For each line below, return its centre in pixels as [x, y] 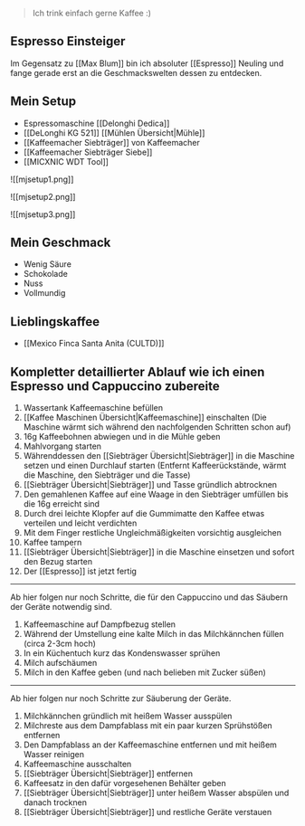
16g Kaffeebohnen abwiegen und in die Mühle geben [122, 437]
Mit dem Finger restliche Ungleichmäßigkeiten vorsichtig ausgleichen [152, 533]
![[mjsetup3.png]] [43, 214]
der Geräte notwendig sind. [61, 607]
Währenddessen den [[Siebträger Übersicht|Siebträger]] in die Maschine [159, 456]
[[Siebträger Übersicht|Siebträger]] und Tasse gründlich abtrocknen [150, 485]
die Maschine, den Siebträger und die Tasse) [107, 475]
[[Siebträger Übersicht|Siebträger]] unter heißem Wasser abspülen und [156, 793]
